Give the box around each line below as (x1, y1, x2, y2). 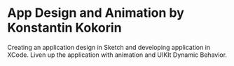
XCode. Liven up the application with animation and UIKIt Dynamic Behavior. (7, 51, 228, 59)
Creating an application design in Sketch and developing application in (7, 43, 211, 51)
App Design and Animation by (7, 5, 184, 21)
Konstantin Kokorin (7, 20, 122, 36)
